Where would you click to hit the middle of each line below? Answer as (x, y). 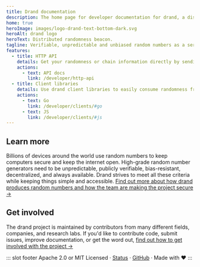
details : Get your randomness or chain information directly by (98, 62)
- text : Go (35, 100)
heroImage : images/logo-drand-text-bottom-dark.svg (71, 28)
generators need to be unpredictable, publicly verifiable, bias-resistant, (93, 168)
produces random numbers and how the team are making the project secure (100, 188)
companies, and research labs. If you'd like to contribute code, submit (92, 233)
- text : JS (35, 112)
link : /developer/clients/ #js (65, 117)
